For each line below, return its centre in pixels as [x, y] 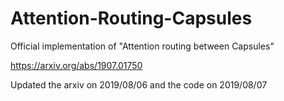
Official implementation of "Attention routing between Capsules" [142, 46]
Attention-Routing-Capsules [131, 18]
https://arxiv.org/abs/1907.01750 [76, 65]
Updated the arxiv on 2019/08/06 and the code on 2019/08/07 [139, 84]
